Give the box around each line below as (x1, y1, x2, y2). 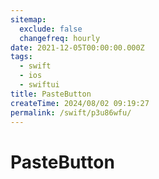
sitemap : (10, 14, 47, 25)
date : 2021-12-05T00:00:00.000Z (10, 42, 145, 53)
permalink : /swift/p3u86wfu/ (10, 107, 132, 118)
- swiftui (19, 80, 60, 90)
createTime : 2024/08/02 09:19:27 (10, 98, 150, 108)
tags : (10, 52, 33, 62)
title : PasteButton (10, 89, 92, 99)
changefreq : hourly (19, 33, 101, 43)
